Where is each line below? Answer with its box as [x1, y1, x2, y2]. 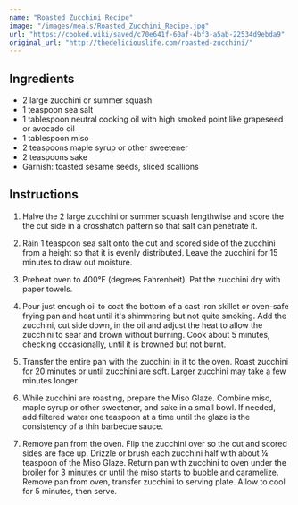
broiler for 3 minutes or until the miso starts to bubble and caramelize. [21, 467, 279, 477]
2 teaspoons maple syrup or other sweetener [21, 142, 189, 153]
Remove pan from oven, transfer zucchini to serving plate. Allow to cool [21, 476, 286, 487]
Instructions [9, 187, 79, 202]
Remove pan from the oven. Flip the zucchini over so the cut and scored [21, 438, 288, 449]
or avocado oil [21, 123, 76, 134]
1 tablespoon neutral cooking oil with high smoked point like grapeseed [21, 114, 284, 125]
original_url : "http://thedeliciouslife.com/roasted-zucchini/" [9, 38, 253, 47]
